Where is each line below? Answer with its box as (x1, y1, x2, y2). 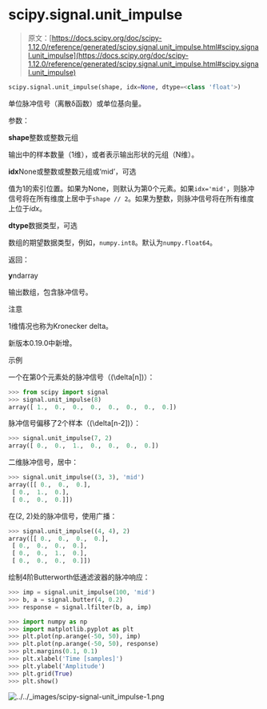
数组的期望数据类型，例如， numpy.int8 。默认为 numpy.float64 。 (8, 238, 217, 247)
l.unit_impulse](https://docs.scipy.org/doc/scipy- (27, 50, 189, 60)
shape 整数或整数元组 (8, 132, 78, 142)
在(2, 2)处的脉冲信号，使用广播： (8, 511, 118, 521)
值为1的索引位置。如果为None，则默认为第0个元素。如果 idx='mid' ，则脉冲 (8, 183, 255, 193)
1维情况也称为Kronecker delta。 (8, 321, 114, 330)
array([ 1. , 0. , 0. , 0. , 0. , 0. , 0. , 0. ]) (8, 403, 177, 411)
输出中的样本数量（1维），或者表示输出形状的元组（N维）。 (8, 150, 199, 159)
